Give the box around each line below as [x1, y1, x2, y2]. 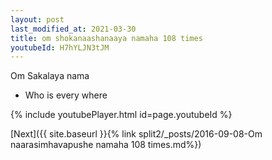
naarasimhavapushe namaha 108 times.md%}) [10, 139, 202, 151]
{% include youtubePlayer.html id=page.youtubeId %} [10, 109, 233, 121]
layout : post [10, 14, 65, 25]
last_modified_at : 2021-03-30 [10, 24, 137, 34]
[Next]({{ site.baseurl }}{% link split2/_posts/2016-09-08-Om [10, 128, 263, 140]
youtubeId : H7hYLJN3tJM [10, 42, 110, 53]
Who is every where [24, 89, 108, 101]
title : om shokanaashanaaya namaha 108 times [10, 33, 203, 43]
